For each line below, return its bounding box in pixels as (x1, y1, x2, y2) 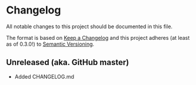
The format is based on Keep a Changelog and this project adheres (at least (6, 34, 190, 41)
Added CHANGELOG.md (14, 73, 75, 80)
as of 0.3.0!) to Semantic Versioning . (6, 40, 95, 47)
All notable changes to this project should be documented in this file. (6, 23, 172, 30)
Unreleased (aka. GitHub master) (6, 57, 129, 67)
